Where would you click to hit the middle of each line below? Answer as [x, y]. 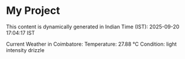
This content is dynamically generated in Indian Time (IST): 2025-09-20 [93, 27]
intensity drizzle [25, 50]
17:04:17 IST [20, 32]
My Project [33, 11]
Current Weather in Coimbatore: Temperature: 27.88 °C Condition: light [91, 44]
